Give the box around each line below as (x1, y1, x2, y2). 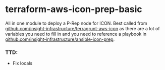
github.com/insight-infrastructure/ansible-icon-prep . (5, 36, 115, 42)
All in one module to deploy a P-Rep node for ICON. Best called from (5, 20, 147, 26)
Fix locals (12, 60, 33, 66)
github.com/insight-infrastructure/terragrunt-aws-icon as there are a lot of (5, 25, 160, 31)
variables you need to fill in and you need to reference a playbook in (5, 31, 147, 37)
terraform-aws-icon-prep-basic (5, 4, 142, 15)
